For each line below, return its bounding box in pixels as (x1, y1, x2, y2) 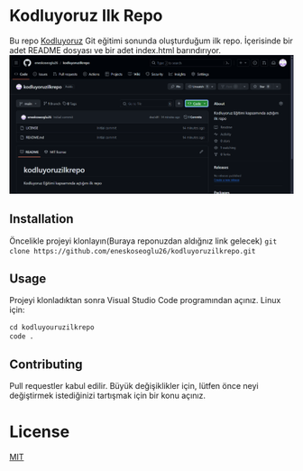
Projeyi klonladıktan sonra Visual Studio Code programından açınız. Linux (9, 295, 281, 306)
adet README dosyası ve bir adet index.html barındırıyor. (9, 44, 222, 55)
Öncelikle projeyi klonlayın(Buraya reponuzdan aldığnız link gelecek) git (9, 235, 278, 246)
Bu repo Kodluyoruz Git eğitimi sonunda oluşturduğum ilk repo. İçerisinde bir (9, 35, 293, 46)
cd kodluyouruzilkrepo (9, 323, 95, 332)
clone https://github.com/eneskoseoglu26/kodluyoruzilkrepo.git (9, 246, 256, 255)
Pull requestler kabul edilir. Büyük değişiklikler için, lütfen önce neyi (9, 381, 259, 392)
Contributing (9, 356, 83, 372)
